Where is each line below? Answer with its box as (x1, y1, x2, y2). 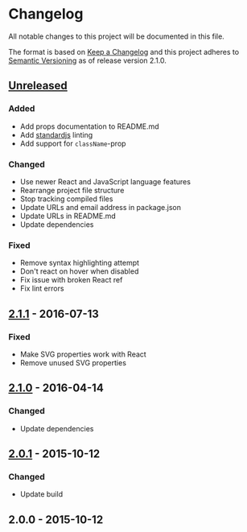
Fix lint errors (19, 283, 64, 294)
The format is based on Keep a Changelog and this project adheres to (8, 47, 240, 56)
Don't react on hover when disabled (19, 266, 139, 276)
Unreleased (8, 79, 68, 93)
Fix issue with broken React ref (19, 275, 123, 285)
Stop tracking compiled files (19, 194, 113, 204)
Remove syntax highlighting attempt (19, 258, 139, 268)
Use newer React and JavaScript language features (19, 176, 191, 186)
